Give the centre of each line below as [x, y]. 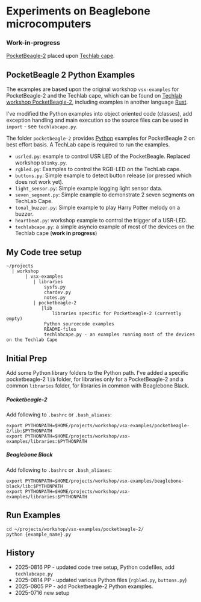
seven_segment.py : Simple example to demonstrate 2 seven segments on [104, 195]
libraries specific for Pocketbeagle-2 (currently [117, 314]
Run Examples [34, 516]
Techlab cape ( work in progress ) [56, 233]
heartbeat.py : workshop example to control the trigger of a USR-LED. [101, 221]
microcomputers [49, 24]
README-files [60, 330]
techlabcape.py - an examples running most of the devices [120, 335]
